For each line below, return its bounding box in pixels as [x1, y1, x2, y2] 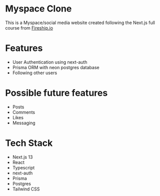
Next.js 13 [12, 154, 33, 160]
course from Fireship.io [5, 25, 53, 31]
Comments [12, 109, 35, 115]
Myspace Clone [5, 3, 72, 15]
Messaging [12, 120, 36, 126]
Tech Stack [5, 137, 53, 148]
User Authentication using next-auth [12, 59, 87, 65]
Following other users [12, 70, 57, 76]
